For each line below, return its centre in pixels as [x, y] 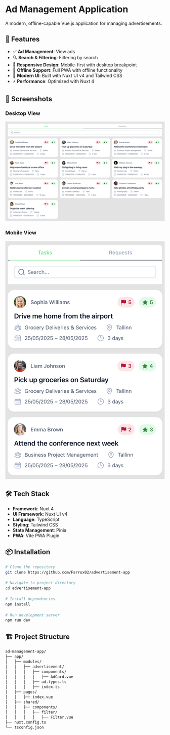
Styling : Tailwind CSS [35, 524]
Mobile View [21, 233]
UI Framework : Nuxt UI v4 [40, 514]
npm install [18, 604]
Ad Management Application [67, 9]
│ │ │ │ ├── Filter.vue [39, 717]
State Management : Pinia [39, 530]
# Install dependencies [30, 599]
